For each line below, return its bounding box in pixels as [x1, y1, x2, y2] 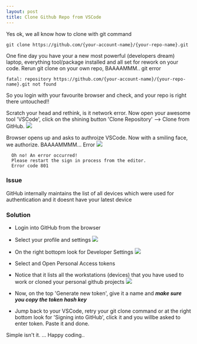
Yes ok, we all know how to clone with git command [6, 30, 132, 37]
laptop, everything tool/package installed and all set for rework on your [6, 58, 179, 65]
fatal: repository [6, 76, 51, 82]
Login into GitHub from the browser [14, 224, 101, 231]
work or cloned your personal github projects [14, 279, 125, 286]
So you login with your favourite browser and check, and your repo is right [6, 91, 187, 99]
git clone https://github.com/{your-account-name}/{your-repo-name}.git [6, 42, 189, 48]
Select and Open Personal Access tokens [14, 260, 116, 267]
